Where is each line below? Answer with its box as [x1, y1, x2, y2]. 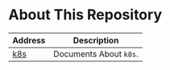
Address [12, 35, 46, 46]
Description [73, 35, 119, 46]
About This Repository [8, 6, 163, 24]
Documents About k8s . [53, 48, 139, 60]
